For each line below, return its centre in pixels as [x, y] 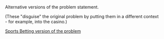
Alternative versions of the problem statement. [52, 7]
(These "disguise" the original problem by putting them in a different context [82, 16]
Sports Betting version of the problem [43, 31]
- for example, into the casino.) [36, 22]
